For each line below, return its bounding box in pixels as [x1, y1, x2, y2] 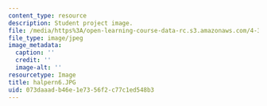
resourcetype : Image [8, 71, 77, 79]
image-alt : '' [15, 64, 62, 72]
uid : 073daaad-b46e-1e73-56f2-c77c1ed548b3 [8, 85, 155, 94]
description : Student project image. [8, 19, 133, 27]
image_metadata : [8, 41, 62, 49]
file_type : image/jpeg [8, 33, 83, 42]
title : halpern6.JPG [8, 78, 77, 86]
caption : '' [15, 49, 56, 57]
